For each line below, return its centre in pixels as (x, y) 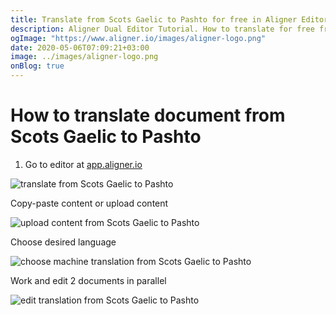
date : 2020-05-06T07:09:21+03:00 (80, 47)
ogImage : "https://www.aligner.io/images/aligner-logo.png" (138, 38)
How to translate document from (148, 115)
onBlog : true (37, 66)
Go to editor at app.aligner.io (83, 164)
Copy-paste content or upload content (89, 203)
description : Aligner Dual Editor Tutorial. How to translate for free (162, 29)
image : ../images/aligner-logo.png (84, 57)
